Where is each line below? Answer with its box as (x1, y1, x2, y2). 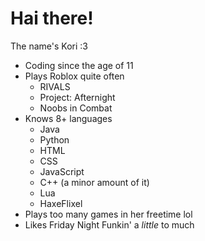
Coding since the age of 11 (24, 59, 134, 71)
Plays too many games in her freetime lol (24, 208, 193, 220)
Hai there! (10, 7, 94, 30)
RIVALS (39, 80, 71, 92)
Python (39, 133, 70, 146)
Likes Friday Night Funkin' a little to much (24, 218, 195, 231)
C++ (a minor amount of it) (39, 176, 150, 188)
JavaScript (39, 165, 85, 177)
